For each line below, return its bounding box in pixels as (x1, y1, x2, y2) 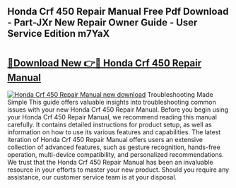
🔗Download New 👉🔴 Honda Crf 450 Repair (7, 57, 202, 69)
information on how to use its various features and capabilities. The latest (7, 128, 221, 136)
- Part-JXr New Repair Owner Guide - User (7, 17, 198, 29)
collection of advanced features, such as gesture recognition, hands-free (7, 143, 220, 151)
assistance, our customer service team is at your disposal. (7, 173, 177, 181)
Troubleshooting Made (147, 90, 213, 98)
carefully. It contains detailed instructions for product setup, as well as (7, 120, 212, 129)
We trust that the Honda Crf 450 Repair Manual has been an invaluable (7, 158, 213, 166)
